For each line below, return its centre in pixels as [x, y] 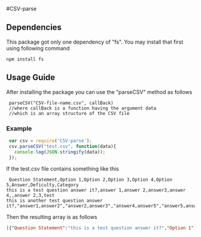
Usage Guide [31, 78]
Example [19, 128]
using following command [38, 48]
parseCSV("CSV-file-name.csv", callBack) [61, 103]
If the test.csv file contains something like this [63, 169]
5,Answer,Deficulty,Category [42, 185]
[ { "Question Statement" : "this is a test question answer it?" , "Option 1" [100, 228]
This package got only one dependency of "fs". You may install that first [95, 42]
